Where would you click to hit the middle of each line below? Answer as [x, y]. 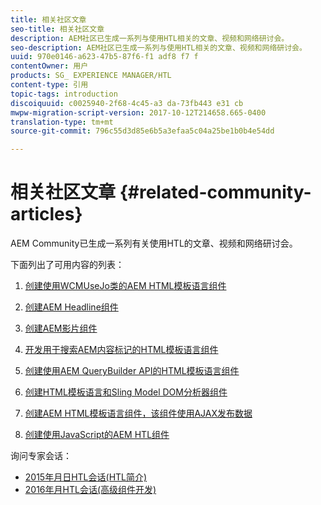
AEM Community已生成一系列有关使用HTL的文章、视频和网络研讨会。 [154, 243]
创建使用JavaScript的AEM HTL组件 [97, 435]
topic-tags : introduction [64, 94]
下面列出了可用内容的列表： [67, 265]
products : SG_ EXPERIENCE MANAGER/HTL [91, 76]
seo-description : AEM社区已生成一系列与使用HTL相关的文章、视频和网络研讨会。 [158, 47]
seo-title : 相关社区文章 [57, 29]
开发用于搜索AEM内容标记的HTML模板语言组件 [121, 350]
